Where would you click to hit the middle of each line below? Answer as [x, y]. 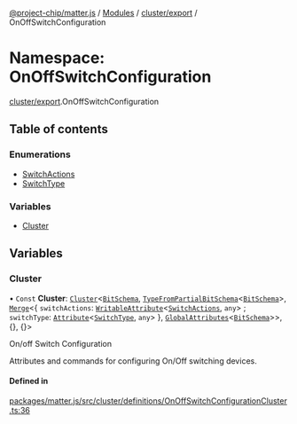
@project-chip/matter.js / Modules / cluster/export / [103, 13]
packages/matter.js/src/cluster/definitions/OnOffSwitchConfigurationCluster [148, 400]
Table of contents [59, 129]
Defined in [29, 381]
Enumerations [40, 154]
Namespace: [57, 58]
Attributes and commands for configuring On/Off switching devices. [133, 361]
